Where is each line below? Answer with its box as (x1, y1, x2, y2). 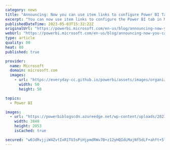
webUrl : (5, 31, 22, 36)
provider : (5, 58, 26, 63)
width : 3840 (14, 119, 39, 124)
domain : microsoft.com (10, 68, 58, 73)
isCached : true (14, 128, 47, 133)
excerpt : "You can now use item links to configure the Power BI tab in (5, 17, 162, 22)
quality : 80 (5, 40, 30, 45)
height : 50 (18, 87, 42, 92)
